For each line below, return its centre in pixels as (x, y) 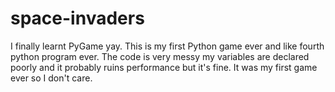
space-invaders (77, 18)
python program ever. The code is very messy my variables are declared (160, 56)
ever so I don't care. (51, 78)
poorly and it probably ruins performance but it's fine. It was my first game (164, 67)
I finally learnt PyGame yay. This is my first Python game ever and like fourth (167, 46)
